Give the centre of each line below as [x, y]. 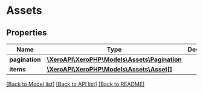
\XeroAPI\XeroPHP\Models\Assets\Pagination [114, 59]
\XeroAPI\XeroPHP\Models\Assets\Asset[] [110, 69]
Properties [27, 33]
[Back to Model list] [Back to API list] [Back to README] [76, 84]
